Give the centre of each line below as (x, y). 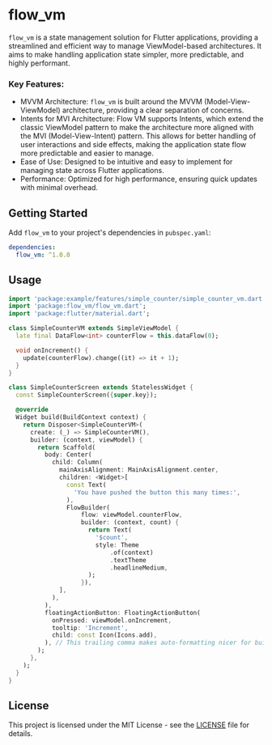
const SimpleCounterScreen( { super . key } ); (87, 395)
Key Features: (36, 84)
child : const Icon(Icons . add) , (104, 635)
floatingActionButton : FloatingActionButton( (122, 612)
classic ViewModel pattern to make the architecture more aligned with (137, 128)
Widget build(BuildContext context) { (81, 417)
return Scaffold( (66, 447)
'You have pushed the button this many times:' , (157, 492)
